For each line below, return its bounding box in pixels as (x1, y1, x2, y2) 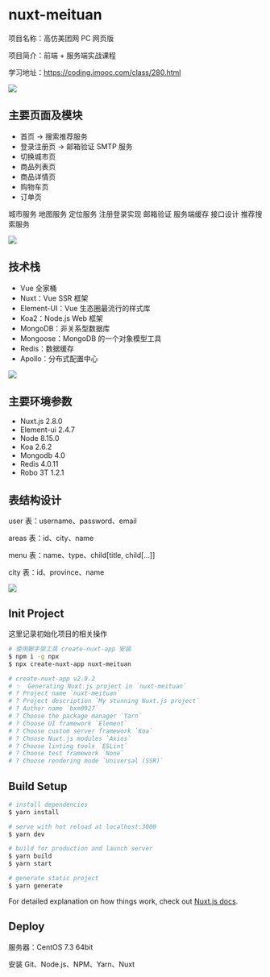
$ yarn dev (8, 830, 45, 838)
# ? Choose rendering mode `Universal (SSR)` (8, 757, 164, 765)
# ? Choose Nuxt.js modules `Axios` (8, 734, 131, 742)
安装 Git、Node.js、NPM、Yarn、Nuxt (8, 959, 135, 969)
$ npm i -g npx (8, 652, 60, 660)
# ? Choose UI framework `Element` (8, 719, 128, 727)
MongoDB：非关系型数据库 (19, 323, 110, 333)
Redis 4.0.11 (19, 459, 59, 469)
